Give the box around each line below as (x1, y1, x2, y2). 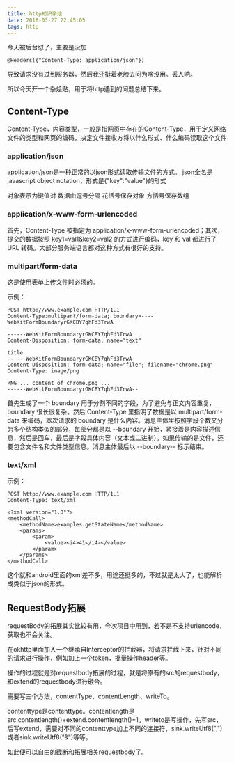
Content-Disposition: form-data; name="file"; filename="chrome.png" (7, 361, 214, 369)
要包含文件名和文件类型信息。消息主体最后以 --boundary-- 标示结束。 (7, 443, 208, 451)
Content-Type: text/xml (7, 497, 77, 504)
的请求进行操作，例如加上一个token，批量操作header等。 (7, 654, 172, 662)
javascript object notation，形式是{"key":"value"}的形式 (7, 177, 167, 185)
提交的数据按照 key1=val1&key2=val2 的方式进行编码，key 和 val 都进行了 (7, 235, 217, 243)
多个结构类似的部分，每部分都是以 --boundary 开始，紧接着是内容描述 (13, 425, 215, 434)
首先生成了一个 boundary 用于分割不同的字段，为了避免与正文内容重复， (7, 399, 216, 407)
